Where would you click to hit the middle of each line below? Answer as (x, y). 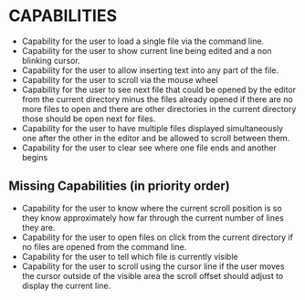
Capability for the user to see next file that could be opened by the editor (159, 89)
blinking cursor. (51, 60)
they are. (38, 227)
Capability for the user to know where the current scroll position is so (152, 208)
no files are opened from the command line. (104, 246)
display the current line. (66, 285)
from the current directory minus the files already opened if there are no (157, 99)
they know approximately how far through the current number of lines (152, 217)
